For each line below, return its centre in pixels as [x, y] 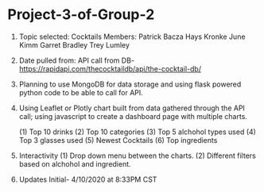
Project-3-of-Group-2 [81, 15]
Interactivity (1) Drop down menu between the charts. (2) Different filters [137, 156]
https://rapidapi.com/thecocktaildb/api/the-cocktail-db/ [110, 68]
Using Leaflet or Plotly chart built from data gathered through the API [132, 108]
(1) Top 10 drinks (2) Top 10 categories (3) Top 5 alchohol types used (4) [137, 132]
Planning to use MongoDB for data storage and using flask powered [130, 84]
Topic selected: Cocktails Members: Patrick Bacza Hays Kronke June [132, 36]
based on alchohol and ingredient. [75, 163]
